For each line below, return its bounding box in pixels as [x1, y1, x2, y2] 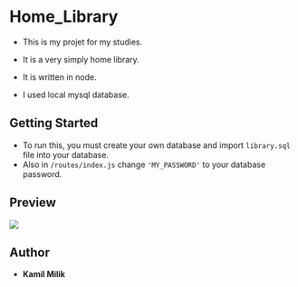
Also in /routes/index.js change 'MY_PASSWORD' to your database [22, 159, 266, 170]
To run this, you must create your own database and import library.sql [22, 139, 292, 151]
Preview [9, 195, 57, 211]
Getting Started [9, 115, 99, 131]
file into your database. [22, 149, 109, 160]
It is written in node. [22, 71, 97, 83]
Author [9, 244, 50, 260]
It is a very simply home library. [22, 54, 140, 64]
